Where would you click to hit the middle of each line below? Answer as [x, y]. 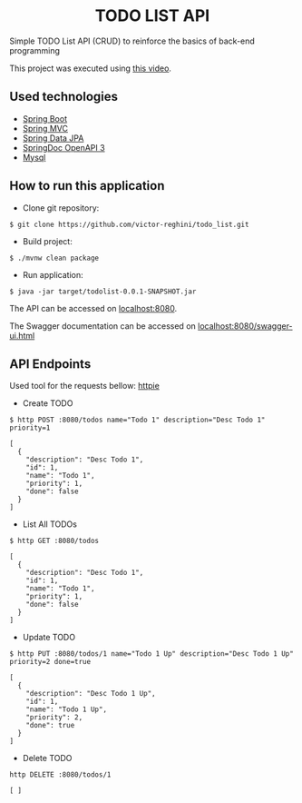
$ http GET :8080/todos [54, 541]
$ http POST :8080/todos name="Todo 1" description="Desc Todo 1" [137, 420]
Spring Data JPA [53, 138]
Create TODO [48, 403]
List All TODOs [49, 524]
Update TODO [49, 638]
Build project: [47, 241]
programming [35, 50]
